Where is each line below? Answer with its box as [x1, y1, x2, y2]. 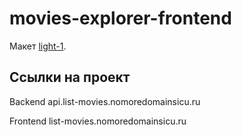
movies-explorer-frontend [9, 7, 232, 30]
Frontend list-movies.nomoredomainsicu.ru [9, 115, 187, 127]
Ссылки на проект [9, 69, 131, 86]
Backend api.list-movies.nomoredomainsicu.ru [9, 95, 201, 107]
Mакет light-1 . [9, 40, 67, 52]
